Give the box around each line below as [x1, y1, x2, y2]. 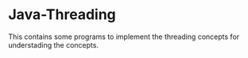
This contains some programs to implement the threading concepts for [8, 32, 240, 41]
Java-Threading [8, 6, 117, 24]
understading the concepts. [8, 40, 99, 49]
